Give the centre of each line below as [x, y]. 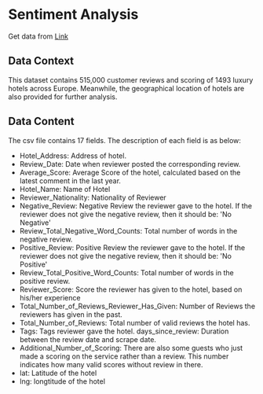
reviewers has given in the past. [71, 314]
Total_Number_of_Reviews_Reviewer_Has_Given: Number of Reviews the [137, 306]
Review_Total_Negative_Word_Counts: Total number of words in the [128, 230]
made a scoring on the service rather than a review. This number [124, 356]
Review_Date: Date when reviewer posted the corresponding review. [130, 164]
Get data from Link [38, 36]
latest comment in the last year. [70, 180]
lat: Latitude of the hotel [58, 373]
